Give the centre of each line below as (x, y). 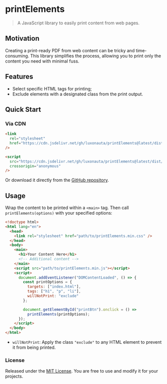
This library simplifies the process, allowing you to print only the (96, 56)
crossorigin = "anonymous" (35, 166)
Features (19, 77)
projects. (14, 377)
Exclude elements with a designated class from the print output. (78, 94)
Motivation (22, 38)
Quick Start (23, 110)
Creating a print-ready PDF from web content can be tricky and (70, 50)
